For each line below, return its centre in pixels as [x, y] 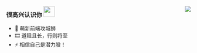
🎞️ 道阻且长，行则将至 [41, 36]
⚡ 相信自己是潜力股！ [40, 45]
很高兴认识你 [24, 14]
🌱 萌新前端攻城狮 [35, 28]
